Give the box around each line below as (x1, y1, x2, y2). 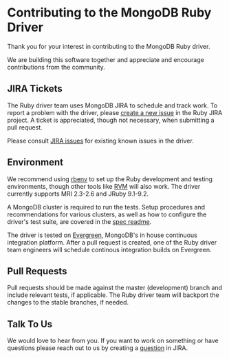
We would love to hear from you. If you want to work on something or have (7, 336, 219, 345)
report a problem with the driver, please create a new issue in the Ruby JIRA (7, 108, 223, 116)
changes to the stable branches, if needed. (7, 298, 129, 307)
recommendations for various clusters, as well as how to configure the (7, 210, 207, 218)
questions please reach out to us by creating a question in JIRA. (7, 344, 188, 352)
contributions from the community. (7, 63, 105, 71)
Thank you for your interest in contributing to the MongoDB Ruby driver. (7, 42, 210, 50)
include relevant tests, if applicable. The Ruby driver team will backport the (7, 291, 219, 299)
